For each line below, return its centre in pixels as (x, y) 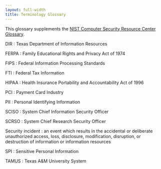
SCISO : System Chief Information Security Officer (57, 111)
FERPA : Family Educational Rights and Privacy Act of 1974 (65, 53)
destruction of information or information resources (58, 141)
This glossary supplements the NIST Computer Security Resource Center (80, 28)
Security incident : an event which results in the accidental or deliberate (79, 131)
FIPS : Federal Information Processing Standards (55, 63)
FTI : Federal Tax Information (35, 72)
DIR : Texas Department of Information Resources (56, 43)
